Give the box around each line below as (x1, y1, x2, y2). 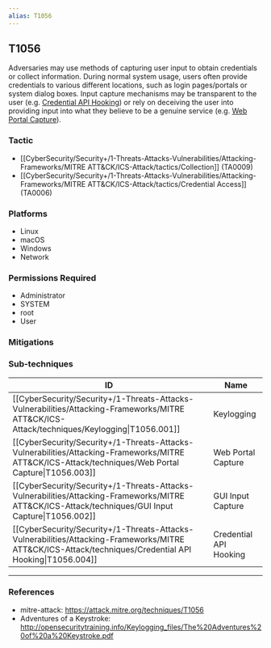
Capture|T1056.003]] (12, 467, 97, 478)
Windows (19, 244, 52, 253)
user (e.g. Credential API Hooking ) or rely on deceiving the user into (8, 98, 234, 108)
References (8, 587, 55, 598)
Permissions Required (8, 272, 97, 283)
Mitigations (8, 337, 54, 348)
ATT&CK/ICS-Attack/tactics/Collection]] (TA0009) (87, 162, 254, 172)
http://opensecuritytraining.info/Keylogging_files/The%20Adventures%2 (19, 622, 262, 632)
